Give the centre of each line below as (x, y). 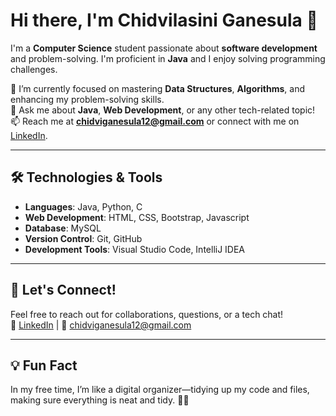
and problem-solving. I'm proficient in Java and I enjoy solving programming (168, 58)
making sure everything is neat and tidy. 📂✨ (100, 400)
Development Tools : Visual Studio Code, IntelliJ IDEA (135, 249)
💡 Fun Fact (44, 365)
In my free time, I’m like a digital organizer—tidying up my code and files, (160, 390)
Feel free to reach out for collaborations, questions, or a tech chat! (147, 314)
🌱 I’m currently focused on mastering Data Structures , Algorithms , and (157, 88)
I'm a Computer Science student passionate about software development (164, 48)
